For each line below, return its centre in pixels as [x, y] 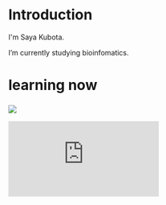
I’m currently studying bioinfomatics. [69, 52]
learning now [53, 85]
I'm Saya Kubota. [36, 37]
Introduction [51, 15]
